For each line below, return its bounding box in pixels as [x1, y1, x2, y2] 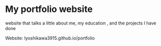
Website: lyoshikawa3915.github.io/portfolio [5, 35, 95, 41]
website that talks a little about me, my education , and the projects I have [5, 20, 157, 26]
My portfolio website [5, 3, 93, 15]
